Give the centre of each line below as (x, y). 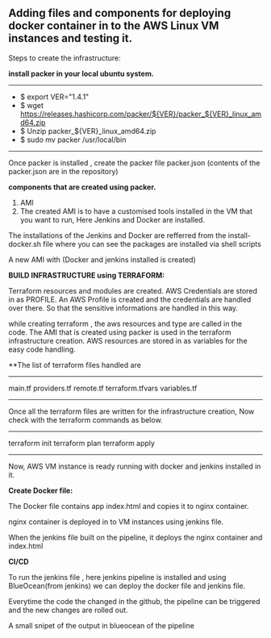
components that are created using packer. (82, 187)
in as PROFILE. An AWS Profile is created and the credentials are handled (130, 299)
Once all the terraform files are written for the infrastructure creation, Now (131, 411)
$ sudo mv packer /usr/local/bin (73, 140)
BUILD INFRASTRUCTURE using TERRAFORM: (87, 275)
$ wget (32, 105)
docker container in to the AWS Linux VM (114, 26)
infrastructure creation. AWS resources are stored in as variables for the (128, 340)
